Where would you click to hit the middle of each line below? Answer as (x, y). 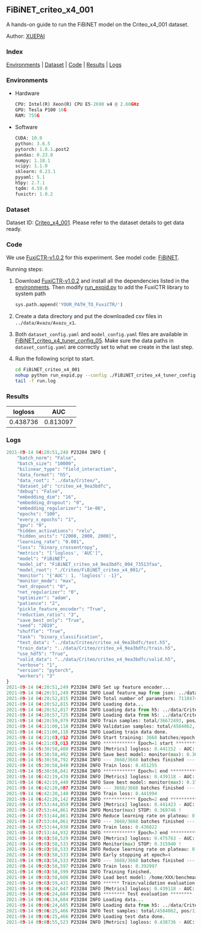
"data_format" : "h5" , (44, 475)
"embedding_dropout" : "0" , (51, 503)
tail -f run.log (35, 381)
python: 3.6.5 (32, 144)
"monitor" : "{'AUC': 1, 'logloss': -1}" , (69, 576)
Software (26, 127)
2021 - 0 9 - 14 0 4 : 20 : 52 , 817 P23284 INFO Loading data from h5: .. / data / (95, 710)
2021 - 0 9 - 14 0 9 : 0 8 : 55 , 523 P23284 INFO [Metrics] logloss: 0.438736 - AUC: (101, 922)
